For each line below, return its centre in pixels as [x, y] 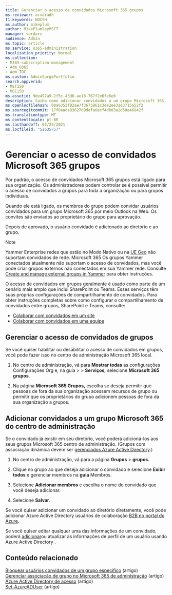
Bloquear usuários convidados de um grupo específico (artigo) [72, 570]
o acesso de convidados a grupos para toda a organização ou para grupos [84, 191]
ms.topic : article [25, 44]
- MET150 [15, 86]
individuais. [17, 196]
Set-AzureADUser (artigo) [33, 587]
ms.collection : [22, 58]
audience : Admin [23, 39]
